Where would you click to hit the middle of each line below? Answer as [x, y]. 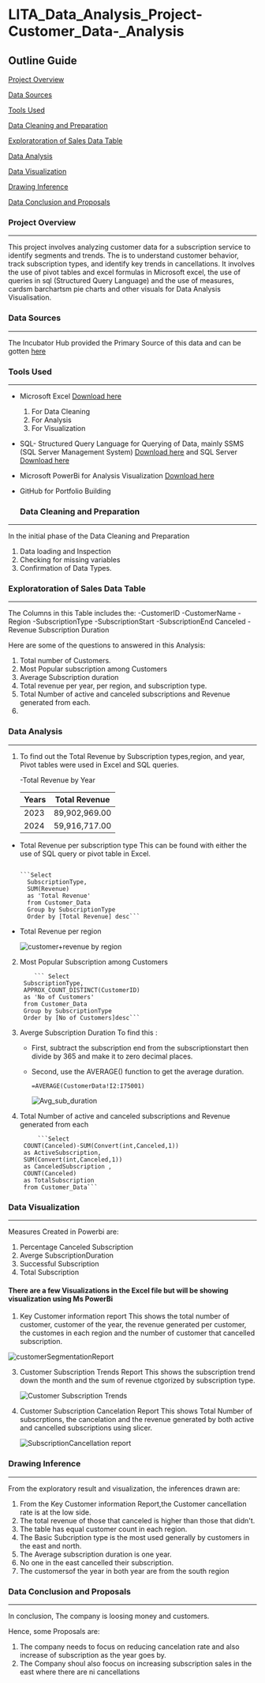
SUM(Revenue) [49, 889]
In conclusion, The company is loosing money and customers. [109, 1616]
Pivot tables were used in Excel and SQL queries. [99, 764]
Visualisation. [30, 297]
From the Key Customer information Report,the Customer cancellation [133, 1504]
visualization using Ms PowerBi [60, 1299]
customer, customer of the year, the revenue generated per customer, [133, 1325]
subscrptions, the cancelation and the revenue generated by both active [137, 1420]
